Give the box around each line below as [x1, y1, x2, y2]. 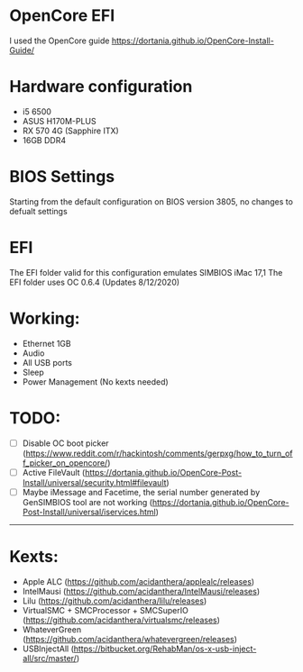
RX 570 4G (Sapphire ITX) [22, 125, 119, 136]
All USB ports [22, 357, 72, 368]
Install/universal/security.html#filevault [22, 477, 167, 487]
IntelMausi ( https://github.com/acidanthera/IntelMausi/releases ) [22, 586, 260, 596]
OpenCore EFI [9, 5, 115, 26]
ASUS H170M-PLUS [22, 115, 96, 126]
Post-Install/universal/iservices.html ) [22, 506, 160, 517]
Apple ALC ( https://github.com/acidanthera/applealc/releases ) [22, 576, 255, 586]
